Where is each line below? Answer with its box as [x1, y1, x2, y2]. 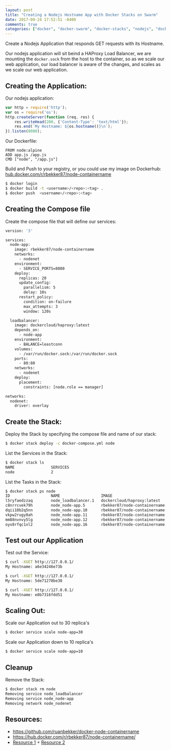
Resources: [5, 715, 42, 723]
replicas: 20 [18, 276, 47, 281]
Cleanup [5, 663, 33, 672]
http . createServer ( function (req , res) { [5, 115, 95, 120]
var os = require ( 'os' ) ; [5, 109, 58, 115]
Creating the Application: [5, 81, 88, 90]
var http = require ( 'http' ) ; [5, 105, 67, 110]
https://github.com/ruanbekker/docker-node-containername [12, 729, 139, 735]
